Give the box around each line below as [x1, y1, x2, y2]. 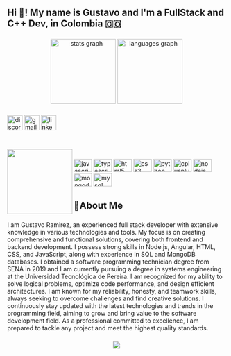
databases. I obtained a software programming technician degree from [7, 257, 209, 266]
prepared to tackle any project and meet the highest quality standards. [7, 324, 209, 332]
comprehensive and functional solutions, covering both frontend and [7, 235, 203, 244]
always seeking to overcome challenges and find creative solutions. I [7, 294, 205, 303]
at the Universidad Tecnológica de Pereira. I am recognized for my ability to [7, 272, 223, 281]
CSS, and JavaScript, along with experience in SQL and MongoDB [7, 251, 196, 259]
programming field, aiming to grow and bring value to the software [7, 310, 197, 318]
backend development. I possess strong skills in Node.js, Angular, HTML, [7, 243, 216, 251]
